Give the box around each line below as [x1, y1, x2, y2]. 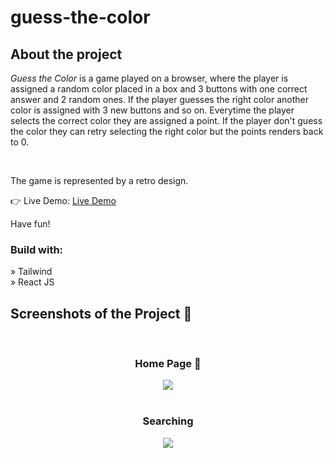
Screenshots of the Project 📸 [10, 305, 193, 322]
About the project [10, 46, 123, 63]
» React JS [10, 276, 55, 288]
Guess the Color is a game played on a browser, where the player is [10, 72, 289, 84]
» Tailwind [10, 266, 53, 278]
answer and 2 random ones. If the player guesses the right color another [10, 94, 310, 105]
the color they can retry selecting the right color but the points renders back [10, 126, 324, 137]
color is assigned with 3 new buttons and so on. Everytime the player [10, 104, 295, 116]
